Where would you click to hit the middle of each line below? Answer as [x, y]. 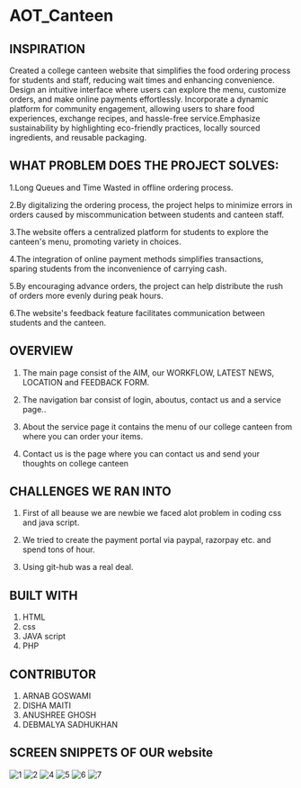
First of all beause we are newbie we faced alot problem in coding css [152, 513]
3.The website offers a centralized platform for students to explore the [139, 231]
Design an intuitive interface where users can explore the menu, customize [148, 90]
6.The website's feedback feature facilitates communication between [137, 312]
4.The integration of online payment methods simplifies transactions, [137, 258]
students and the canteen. [58, 322]
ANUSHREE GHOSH [59, 715]
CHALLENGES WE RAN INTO [91, 492]
